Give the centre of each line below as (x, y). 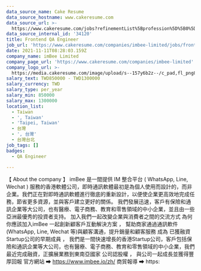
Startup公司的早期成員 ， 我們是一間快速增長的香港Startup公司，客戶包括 (97, 239)
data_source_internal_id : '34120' (49, 34)
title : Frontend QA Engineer (42, 39)
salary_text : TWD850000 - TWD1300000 (53, 78)
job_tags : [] (22, 145)
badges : (16, 151)
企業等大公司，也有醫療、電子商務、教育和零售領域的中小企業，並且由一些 (103, 209)
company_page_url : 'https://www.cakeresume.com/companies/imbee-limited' (100, 62)
